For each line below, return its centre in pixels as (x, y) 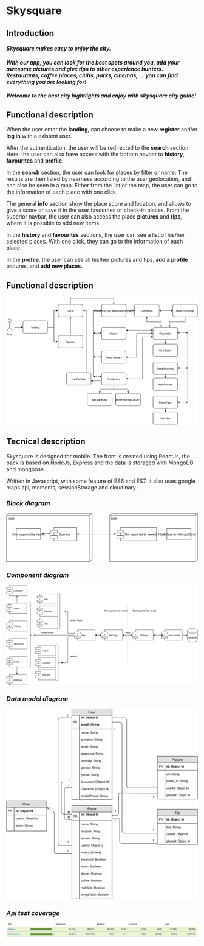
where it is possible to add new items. (53, 223)
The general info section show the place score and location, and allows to (99, 204)
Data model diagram (37, 699)
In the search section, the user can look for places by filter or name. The (97, 173)
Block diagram (28, 503)
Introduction (30, 33)
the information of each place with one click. (62, 192)
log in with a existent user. (39, 136)
